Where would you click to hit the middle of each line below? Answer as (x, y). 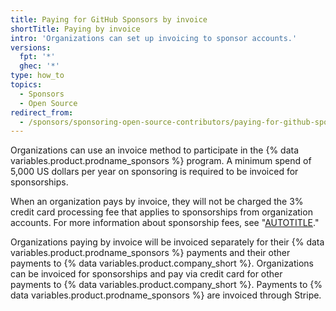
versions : (31, 47)
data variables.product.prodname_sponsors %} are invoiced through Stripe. (166, 295)
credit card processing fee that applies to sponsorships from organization (161, 212)
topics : (26, 85)
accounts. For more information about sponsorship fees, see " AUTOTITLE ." (165, 223)
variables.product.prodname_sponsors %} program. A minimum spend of (161, 161)
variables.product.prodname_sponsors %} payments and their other (150, 253)
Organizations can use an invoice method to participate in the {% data (155, 150)
